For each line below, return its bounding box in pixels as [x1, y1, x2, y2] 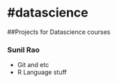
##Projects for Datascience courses [7, 28, 111, 36]
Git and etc [17, 61, 49, 69]
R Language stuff [17, 68, 68, 77]
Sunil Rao [7, 45, 40, 55]
